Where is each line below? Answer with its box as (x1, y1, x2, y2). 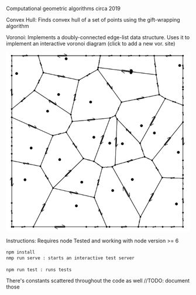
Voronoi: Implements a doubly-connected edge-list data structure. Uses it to (6, 34, 190, 40)
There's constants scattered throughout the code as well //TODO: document (6, 277, 190, 284)
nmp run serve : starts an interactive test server (6, 255, 135, 261)
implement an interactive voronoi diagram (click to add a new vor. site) (6, 40, 176, 47)
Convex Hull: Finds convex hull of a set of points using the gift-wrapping (6, 16, 180, 23)
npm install (6, 249, 35, 255)
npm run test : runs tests (6, 267, 72, 273)
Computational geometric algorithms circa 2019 (6, 5, 121, 12)
